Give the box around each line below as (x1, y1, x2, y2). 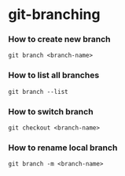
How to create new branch (8, 34, 112, 45)
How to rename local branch (8, 142, 118, 153)
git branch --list (8, 88, 68, 95)
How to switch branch (8, 106, 94, 117)
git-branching (8, 6, 101, 24)
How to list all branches (8, 69, 100, 81)
